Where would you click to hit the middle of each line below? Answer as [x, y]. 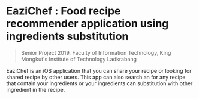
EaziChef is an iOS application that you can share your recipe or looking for [99, 70]
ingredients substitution [67, 36]
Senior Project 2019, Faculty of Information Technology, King [96, 52]
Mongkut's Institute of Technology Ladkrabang [79, 59]
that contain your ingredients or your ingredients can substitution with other [99, 83]
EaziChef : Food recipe [64, 11]
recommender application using [88, 24]
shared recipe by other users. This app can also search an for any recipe [96, 77]
